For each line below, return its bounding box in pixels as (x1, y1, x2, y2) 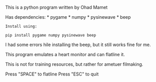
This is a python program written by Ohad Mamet (5, 5, 108, 10)
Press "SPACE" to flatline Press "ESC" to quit (5, 71, 99, 77)
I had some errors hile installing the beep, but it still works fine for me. (5, 42, 151, 48)
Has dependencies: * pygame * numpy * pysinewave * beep (5, 14, 131, 20)
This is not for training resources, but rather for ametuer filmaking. (5, 61, 143, 67)
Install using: (5, 24, 37, 29)
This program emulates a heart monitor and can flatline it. (5, 52, 125, 57)
